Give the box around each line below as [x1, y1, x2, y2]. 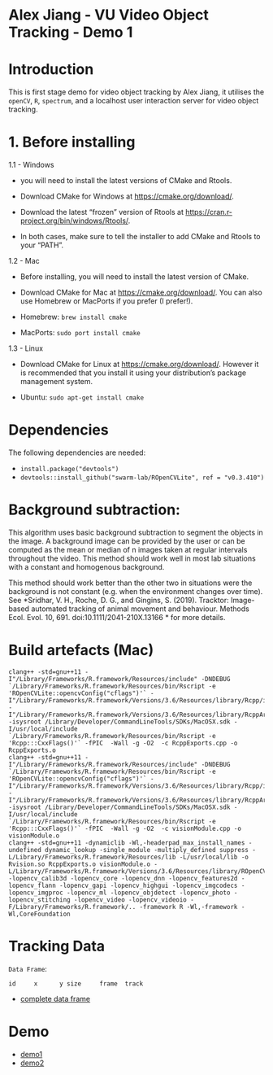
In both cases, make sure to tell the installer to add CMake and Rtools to [19, 232, 261, 242]
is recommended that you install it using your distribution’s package [19, 368, 246, 378]
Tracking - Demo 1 [8, 23, 133, 42]
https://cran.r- [185, 208, 233, 217]
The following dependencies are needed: [8, 448, 146, 457]
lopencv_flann [8, 881, 57, 889]
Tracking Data [8, 937, 106, 955]
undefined [8, 846, 42, 854]
